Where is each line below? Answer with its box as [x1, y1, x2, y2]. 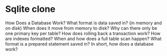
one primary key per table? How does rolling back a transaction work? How [5, 30, 160, 36]
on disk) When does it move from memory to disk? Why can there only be [5, 25, 157, 31]
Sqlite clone [5, 3, 56, 15]
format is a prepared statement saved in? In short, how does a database [5, 41, 154, 47]
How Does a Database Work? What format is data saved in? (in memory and [5, 20, 162, 26]
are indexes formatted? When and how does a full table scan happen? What [5, 36, 162, 42]
